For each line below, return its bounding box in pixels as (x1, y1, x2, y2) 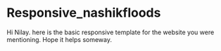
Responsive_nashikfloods (6, 5, 161, 21)
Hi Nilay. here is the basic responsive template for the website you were (6, 28, 215, 36)
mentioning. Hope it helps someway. (6, 35, 113, 43)
